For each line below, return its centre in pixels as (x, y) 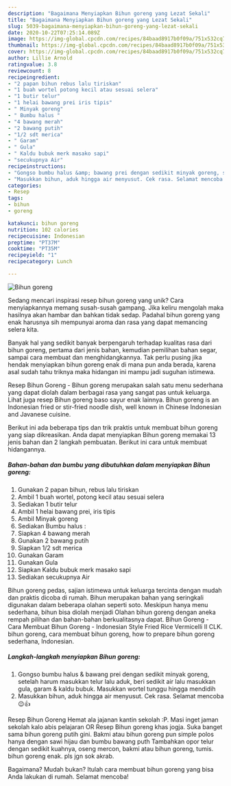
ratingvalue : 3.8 (33, 64)
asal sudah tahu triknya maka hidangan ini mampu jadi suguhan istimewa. (111, 371)
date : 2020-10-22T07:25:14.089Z (54, 33)
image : (17, 39)
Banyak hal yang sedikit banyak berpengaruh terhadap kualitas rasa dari (110, 343)
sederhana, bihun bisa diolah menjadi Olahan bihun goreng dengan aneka (112, 612)
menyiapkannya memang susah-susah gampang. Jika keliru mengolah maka (116, 307)
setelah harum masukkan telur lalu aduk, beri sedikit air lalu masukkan (117, 681)
